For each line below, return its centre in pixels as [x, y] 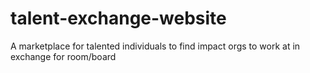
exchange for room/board [63, 56]
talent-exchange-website [118, 18]
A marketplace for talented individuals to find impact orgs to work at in [155, 46]
